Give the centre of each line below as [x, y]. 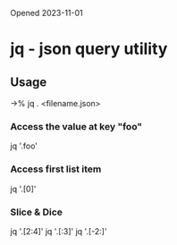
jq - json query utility [89, 49]
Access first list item [56, 169]
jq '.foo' [24, 146]
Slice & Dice [37, 212]
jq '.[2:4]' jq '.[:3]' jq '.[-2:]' [59, 231]
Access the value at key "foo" [76, 126]
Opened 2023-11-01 [46, 13]
